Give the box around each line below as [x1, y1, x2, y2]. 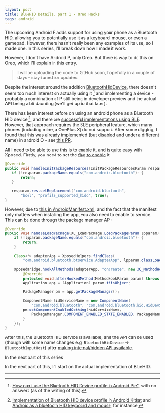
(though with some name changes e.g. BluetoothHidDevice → [5, 339, 129, 346]
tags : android [5, 16, 34, 21]
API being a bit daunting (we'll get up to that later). [5, 101, 107, 107]
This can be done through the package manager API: [5, 217, 112, 223]
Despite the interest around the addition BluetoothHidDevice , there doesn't [5, 84, 156, 90]
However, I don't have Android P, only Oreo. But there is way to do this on [5, 55, 154, 61]
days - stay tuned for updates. [17, 75, 79, 81]
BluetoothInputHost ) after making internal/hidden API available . [5, 345, 134, 351]
